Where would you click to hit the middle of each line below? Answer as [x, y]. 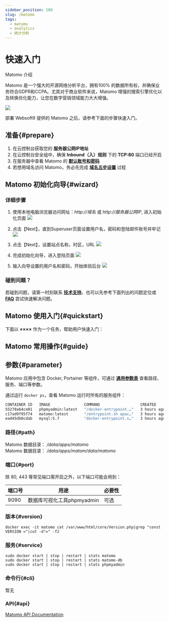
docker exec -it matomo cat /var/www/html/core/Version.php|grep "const [83, 527]
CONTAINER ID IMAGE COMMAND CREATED [81, 405]
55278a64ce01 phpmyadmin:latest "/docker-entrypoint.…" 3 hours [81, 409]
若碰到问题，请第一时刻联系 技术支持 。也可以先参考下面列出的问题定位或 [81, 292]
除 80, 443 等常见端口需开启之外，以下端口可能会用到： [63, 477]
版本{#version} [24, 516]
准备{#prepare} [30, 136]
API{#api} [18, 603]
